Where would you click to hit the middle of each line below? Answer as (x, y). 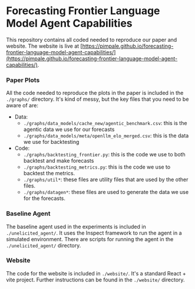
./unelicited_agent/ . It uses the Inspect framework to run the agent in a (94, 233)
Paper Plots (23, 80)
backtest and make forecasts (59, 161)
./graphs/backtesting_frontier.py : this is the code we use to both (104, 155)
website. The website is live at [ (44, 46)
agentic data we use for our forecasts (69, 129)
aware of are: (22, 106)
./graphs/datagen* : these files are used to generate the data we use (106, 192)
